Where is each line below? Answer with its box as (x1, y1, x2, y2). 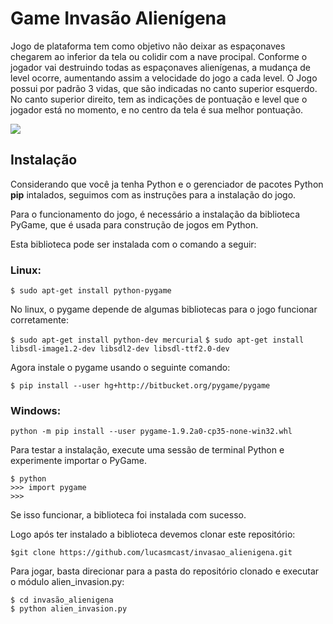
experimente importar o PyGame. (10, 455, 147, 467)
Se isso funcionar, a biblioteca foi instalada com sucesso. (10, 509, 247, 521)
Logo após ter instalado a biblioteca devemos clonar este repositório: (10, 528, 296, 541)
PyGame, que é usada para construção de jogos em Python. (10, 218, 259, 231)
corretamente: (10, 314, 69, 326)
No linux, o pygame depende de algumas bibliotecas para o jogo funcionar (10, 303, 318, 316)
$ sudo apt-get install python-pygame (10, 286, 172, 296)
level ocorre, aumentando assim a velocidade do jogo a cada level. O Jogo (10, 72, 318, 84)
